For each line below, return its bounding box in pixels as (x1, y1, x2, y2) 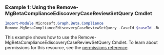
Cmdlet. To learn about (111, 39, 158, 45)
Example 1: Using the (5, 4, 56, 11)
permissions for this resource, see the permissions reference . (5, 45, 129, 51)
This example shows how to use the (5, 35, 77, 40)
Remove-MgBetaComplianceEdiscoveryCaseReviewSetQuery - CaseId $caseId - (5, 26, 156, 31)
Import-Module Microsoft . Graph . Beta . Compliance (5, 21, 104, 26)
